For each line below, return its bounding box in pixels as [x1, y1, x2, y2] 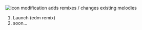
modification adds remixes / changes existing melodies [21, 5, 137, 11]
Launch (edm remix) [12, 15, 55, 20]
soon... [12, 20, 28, 26]
